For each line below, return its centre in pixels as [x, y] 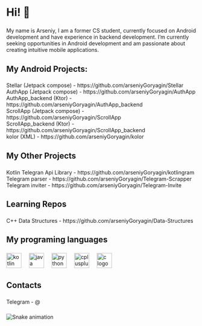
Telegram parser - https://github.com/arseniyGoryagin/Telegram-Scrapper [99, 179]
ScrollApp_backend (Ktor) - [40, 124]
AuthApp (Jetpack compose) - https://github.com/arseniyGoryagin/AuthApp [101, 92]
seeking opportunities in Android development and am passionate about [96, 43]
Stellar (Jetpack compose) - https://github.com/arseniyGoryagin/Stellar [95, 85]
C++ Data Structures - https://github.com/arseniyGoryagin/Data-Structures [100, 221]
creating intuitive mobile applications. [53, 50]
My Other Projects [41, 155]
